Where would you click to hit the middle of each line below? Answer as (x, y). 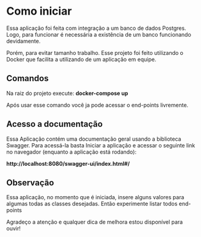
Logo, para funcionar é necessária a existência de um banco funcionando (99, 34)
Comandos (27, 78)
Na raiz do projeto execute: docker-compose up (67, 93)
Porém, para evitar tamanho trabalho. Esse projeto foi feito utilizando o (95, 52)
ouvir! (14, 228)
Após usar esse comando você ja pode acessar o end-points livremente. (97, 105)
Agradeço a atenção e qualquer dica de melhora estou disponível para (95, 222)
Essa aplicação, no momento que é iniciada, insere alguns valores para (95, 197)
